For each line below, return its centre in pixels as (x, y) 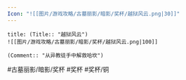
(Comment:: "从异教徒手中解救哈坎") (55, 55)
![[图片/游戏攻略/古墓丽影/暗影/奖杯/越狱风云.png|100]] (82, 42)
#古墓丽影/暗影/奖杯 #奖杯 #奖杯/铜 (58, 69)
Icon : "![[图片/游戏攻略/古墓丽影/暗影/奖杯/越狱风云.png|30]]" (94, 14)
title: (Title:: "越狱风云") (48, 34)
